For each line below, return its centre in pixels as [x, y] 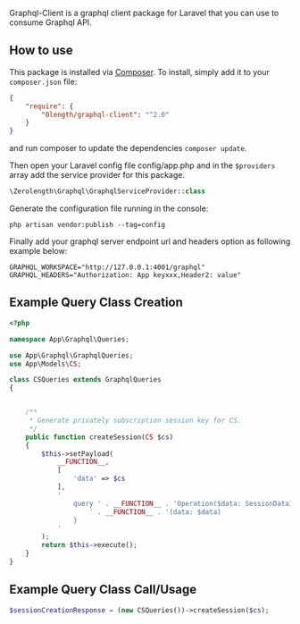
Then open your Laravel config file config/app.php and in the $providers [142, 165]
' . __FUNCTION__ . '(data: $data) [155, 512]
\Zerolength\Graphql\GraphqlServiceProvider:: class [107, 191]
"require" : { [50, 106]
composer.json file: [43, 81]
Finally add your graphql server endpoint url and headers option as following [150, 241]
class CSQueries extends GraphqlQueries [86, 380]
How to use [41, 51]
